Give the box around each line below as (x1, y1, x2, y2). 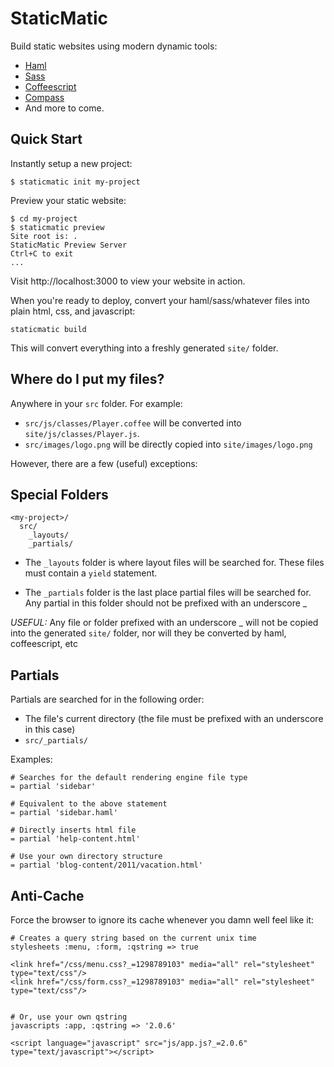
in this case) (24, 723, 76, 736)
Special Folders (10, 486, 109, 503)
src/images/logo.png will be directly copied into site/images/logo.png (24, 438, 313, 450)
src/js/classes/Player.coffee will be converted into (24, 417, 242, 429)
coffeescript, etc (10, 638, 79, 650)
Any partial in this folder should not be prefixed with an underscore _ (24, 597, 308, 609)
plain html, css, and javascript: (10, 305, 136, 317)
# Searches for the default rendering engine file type (10, 773, 248, 783)
